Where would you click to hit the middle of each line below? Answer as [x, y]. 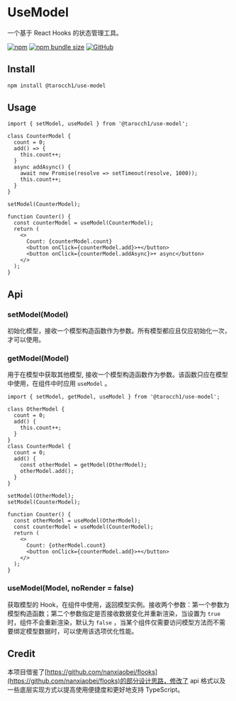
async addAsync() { [43, 167]
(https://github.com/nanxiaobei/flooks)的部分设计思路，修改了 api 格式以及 [117, 680]
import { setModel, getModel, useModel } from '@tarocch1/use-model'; [114, 397]
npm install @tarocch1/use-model [57, 86]
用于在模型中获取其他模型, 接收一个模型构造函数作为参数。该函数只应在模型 [118, 375]
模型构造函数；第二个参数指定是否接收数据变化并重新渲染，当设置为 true [114, 613]
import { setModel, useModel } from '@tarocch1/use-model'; [98, 124]
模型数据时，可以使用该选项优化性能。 [82, 631]
